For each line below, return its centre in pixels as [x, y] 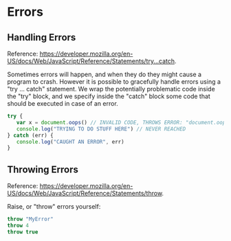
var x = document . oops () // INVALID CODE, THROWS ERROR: [100, 122]
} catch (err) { [30, 135]
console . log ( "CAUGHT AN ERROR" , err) [70, 141]
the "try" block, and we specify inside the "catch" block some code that [109, 96]
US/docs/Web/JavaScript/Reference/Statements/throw [85, 194]
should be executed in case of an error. [63, 103]
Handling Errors [42, 37]
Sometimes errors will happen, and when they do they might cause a [104, 74]
